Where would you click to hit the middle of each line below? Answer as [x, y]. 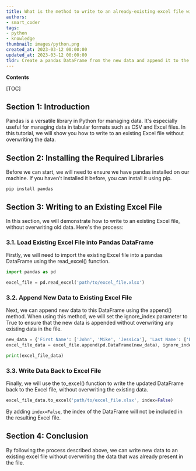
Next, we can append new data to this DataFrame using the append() [89, 310]
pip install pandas [30, 189]
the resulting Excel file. [34, 418]
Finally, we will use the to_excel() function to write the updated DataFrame [95, 383]
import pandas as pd [31, 272]
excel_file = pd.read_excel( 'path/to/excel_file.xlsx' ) [75, 283]
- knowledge [20, 39]
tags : [13, 28]
